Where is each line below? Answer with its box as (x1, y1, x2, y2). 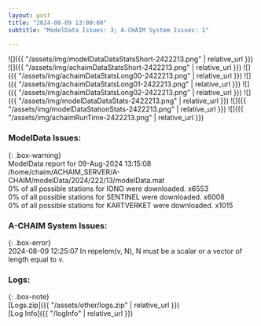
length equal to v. (8, 255, 64, 264)
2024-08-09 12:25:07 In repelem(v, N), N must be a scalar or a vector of (8, 246, 242, 255)
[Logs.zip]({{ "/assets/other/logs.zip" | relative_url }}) (8, 300, 180, 310)
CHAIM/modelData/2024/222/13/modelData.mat (8, 175, 165, 185)
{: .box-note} (8, 292, 50, 302)
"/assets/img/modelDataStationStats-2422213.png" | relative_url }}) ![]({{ (8, 104, 244, 114)
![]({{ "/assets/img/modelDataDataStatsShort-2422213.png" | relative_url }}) (8, 54, 254, 64)
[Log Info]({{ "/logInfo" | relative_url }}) (8, 309, 134, 318)
